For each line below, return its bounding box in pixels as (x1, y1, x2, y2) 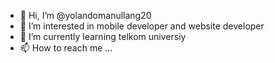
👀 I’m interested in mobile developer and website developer (19, 20, 265, 32)
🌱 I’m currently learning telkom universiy (19, 31, 187, 42)
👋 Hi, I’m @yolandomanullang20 (19, 10, 152, 21)
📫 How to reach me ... (19, 42, 113, 54)
